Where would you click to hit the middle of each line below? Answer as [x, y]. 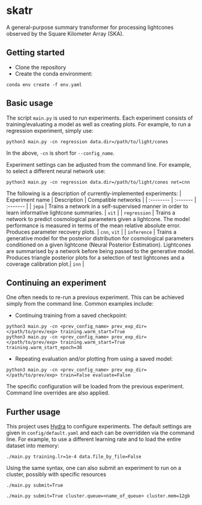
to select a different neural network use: [56, 171]
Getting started [36, 53]
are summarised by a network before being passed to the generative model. [101, 251]
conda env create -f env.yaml [44, 85]
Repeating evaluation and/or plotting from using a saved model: [94, 359]
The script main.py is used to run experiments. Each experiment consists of [99, 118]
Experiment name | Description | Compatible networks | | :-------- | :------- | [101, 199]
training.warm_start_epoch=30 [44, 348]
